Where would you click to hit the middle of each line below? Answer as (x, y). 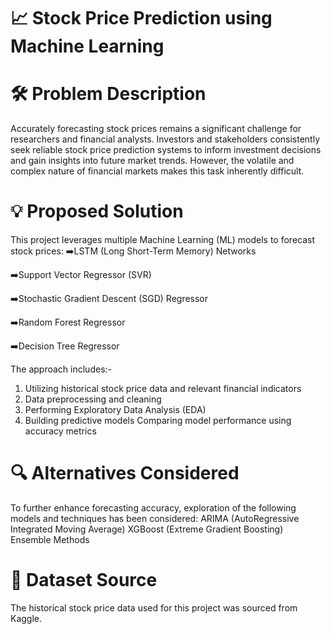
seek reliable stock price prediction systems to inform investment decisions (166, 150)
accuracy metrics (60, 431)
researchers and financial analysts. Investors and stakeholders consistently (165, 139)
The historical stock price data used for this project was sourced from (154, 607)
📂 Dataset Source (84, 580)
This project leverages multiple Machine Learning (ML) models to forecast (163, 240)
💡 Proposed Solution (97, 211)
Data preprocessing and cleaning (93, 399)
